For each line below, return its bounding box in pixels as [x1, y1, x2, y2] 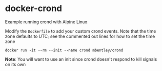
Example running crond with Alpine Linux [5, 19, 88, 25]
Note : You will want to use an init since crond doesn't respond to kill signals [5, 56, 157, 62]
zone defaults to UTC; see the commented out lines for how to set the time [5, 33, 155, 39]
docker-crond [5, 3, 62, 14]
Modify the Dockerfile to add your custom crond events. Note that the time [5, 28, 156, 34]
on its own [5, 61, 26, 67]
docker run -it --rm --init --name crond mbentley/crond [5, 48, 123, 53]
